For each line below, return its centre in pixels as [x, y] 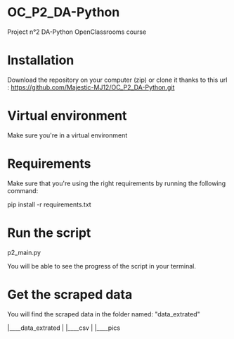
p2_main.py [24, 252]
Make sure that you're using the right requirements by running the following [117, 183]
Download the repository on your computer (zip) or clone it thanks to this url [117, 80]
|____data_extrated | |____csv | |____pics [64, 328]
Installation [41, 60]
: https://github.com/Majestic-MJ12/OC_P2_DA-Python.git [91, 87]
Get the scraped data [70, 294]
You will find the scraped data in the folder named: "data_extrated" [104, 314]
